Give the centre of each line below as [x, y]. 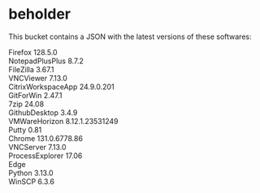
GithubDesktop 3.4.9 [43, 112]
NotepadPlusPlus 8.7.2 [46, 61]
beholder [40, 14]
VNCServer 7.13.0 [37, 147]
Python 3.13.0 [31, 173]
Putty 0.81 [25, 130]
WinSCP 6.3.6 [32, 181]
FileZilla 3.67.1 [31, 69]
